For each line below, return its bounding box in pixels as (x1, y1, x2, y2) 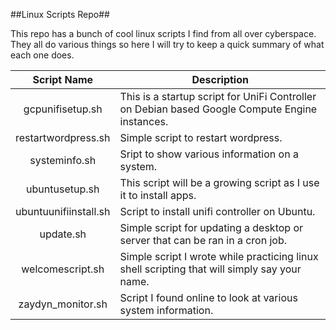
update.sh (39, 227, 87, 241)
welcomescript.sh (21, 262, 105, 276)
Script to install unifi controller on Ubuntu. (119, 205, 316, 218)
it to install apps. (119, 189, 197, 202)
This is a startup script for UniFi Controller (119, 90, 317, 103)
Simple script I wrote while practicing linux (119, 250, 319, 263)
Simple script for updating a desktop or (119, 221, 304, 234)
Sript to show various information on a (119, 147, 299, 161)
